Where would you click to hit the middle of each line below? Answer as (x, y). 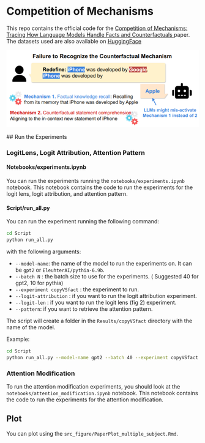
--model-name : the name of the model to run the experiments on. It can (103, 264)
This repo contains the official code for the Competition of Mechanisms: (97, 28)
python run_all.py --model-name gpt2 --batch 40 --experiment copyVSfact (102, 357)
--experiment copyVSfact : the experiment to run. (77, 289)
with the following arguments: (44, 251)
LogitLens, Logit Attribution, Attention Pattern (76, 152)
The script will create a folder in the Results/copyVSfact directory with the (99, 321)
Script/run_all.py (28, 208)
